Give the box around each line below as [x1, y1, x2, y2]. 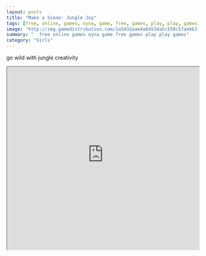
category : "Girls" [6, 37, 53, 43]
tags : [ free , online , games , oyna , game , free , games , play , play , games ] [6, 20, 201, 26]
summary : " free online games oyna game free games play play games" [6, 32, 190, 38]
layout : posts [6, 9, 43, 15]
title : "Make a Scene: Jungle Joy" [6, 15, 97, 21]
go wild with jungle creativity [6, 54, 79, 61]
